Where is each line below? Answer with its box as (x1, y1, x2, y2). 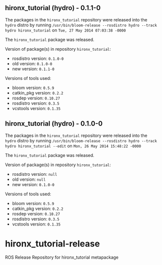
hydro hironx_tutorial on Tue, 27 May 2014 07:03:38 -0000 (5, 27, 126, 33)
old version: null (12, 176, 46, 182)
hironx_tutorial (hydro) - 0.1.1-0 (5, 4, 101, 12)
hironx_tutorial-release (5, 238, 100, 249)
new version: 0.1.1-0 (12, 66, 54, 72)
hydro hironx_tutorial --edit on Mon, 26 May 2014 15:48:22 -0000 (5, 143, 141, 149)
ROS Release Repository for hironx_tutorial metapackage (5, 254, 119, 260)
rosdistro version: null (12, 171, 57, 177)
